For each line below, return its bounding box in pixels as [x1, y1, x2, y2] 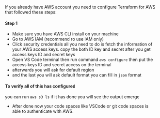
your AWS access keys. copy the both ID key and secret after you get [12, 46, 151, 52]
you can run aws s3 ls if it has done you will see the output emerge [5, 94, 140, 100]
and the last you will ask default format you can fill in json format [12, 72, 142, 78]
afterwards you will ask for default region [12, 67, 95, 73]
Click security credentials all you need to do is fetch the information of [12, 41, 153, 47]
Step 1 [5, 20, 18, 26]
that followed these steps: [5, 9, 57, 15]
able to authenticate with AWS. [12, 108, 74, 114]
